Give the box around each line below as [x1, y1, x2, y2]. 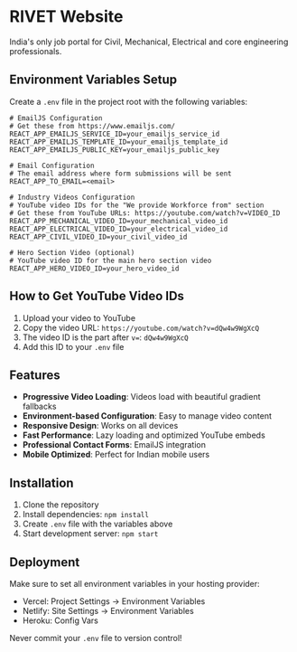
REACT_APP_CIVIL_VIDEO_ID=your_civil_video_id [9, 232, 188, 241]
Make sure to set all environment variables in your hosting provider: [9, 579, 260, 589]
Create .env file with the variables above [22, 518, 173, 530]
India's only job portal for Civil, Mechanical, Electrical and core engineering [9, 36, 289, 47]
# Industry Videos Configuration [9, 193, 135, 202]
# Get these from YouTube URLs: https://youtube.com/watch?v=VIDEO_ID [9, 208, 281, 218]
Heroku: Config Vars [22, 615, 99, 626]
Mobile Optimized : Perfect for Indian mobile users [22, 449, 210, 460]
